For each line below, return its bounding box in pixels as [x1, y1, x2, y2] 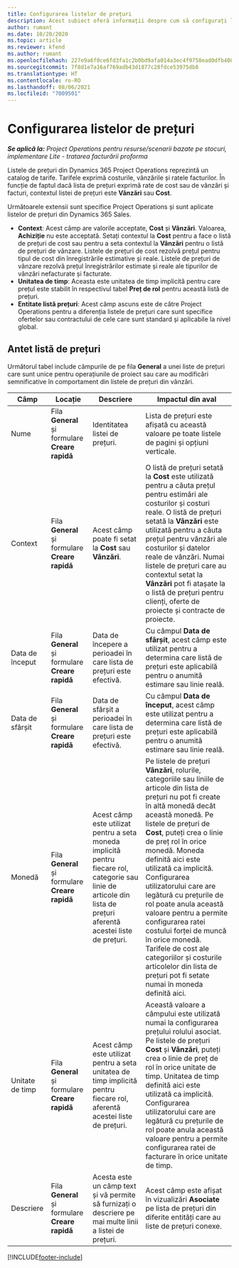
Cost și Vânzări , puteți [145, 1044, 221, 1054]
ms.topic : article [7, 37, 62, 44]
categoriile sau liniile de [145, 774, 224, 784]
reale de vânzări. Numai [145, 551, 225, 561]
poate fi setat [92, 533, 137, 543]
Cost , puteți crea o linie [145, 827, 223, 837]
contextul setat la [145, 569, 203, 579]
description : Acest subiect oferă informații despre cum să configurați [7, 17, 228, 24]
